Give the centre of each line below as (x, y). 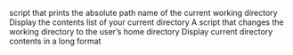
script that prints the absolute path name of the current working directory (143, 13)
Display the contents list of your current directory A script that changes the (146, 22)
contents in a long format (55, 41)
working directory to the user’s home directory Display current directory (141, 31)
